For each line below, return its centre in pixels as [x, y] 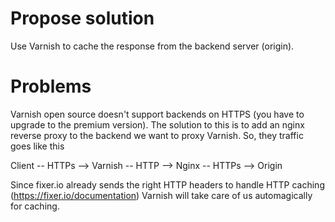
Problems [51, 86]
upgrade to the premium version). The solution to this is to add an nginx [157, 124]
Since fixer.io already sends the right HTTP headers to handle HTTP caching [167, 184]
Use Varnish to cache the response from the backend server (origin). [152, 46]
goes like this [37, 146]
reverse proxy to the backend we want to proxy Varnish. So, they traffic [157, 135]
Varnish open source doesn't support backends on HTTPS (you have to [157, 114]
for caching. [35, 206]
